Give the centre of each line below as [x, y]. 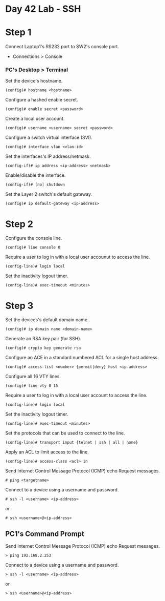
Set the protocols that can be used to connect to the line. [65, 433]
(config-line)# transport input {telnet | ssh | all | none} [72, 443]
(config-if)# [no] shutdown [35, 185]
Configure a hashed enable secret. [42, 100]
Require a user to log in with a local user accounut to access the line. [78, 257]
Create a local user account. [35, 119]
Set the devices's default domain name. [47, 320]
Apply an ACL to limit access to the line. [47, 452]
